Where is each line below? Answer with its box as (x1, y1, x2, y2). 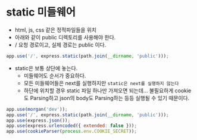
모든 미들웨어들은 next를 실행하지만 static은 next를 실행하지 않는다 (23, 79, 179, 86)
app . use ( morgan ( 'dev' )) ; (6, 106, 68, 112)
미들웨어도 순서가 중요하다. (23, 72, 86, 79)
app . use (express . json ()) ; (6, 117, 70, 123)
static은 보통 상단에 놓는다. (14, 64, 78, 71)
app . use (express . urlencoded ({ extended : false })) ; (6, 123, 137, 129)
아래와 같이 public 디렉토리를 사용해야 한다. (14, 33, 116, 41)
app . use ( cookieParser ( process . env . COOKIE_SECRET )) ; (6, 129, 137, 135)
